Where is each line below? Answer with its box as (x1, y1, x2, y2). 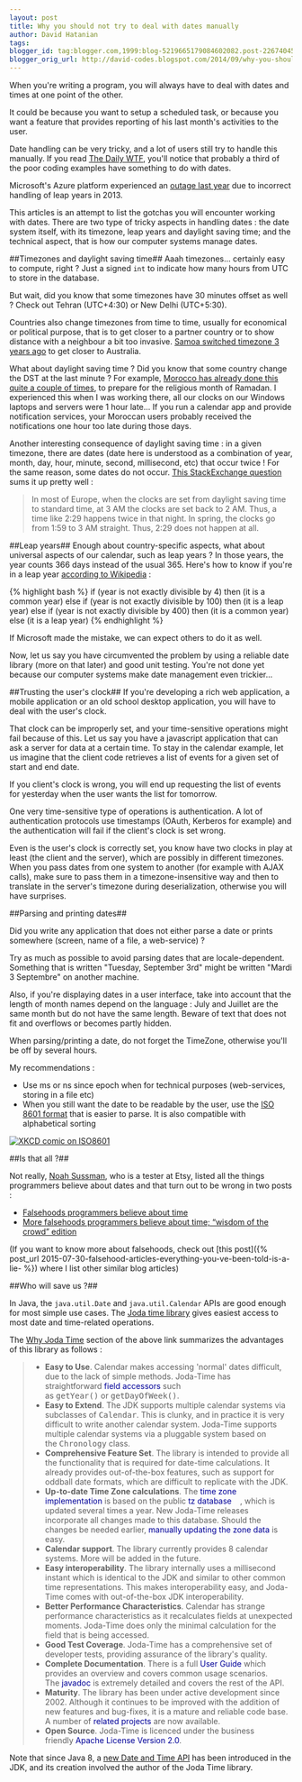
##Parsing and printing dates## (9, 908, 128, 918)
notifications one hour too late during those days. (9, 421, 191, 431)
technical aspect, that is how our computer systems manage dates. (9, 236, 258, 246)
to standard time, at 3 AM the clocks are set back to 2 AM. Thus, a (31, 504, 277, 514)
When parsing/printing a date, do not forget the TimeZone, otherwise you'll (9, 1036, 288, 1046)
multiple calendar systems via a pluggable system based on (44, 1429, 267, 1439)
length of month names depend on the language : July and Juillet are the (9, 999, 279, 1010)
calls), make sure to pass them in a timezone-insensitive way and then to (9, 872, 279, 882)
